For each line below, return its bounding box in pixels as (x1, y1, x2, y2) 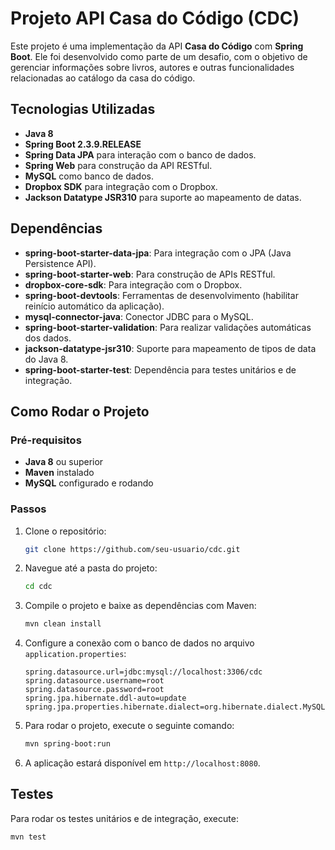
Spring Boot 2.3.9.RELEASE (24, 138, 142, 150)
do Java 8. (24, 353, 69, 365)
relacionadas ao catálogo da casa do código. (10, 72, 196, 84)
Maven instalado (24, 467, 95, 479)
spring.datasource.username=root (24, 676, 165, 686)
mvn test (10, 832, 47, 842)
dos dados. (24, 332, 72, 344)
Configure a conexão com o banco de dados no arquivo (24, 637, 255, 649)
